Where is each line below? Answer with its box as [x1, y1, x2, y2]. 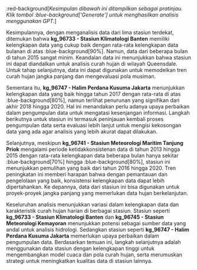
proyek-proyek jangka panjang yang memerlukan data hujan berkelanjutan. [6, 190, 189, 196]
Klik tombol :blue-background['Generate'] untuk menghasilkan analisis [6, 11, 179, 18]
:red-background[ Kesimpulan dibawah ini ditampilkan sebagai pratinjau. [6, 5, 183, 12]
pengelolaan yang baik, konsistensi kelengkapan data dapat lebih [6, 177, 165, 184]
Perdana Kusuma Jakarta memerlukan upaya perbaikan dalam [6, 232, 159, 239]
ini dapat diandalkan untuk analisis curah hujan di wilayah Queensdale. [6, 60, 178, 67]
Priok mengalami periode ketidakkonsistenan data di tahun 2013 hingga [6, 146, 180, 153]
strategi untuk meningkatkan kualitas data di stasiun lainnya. [6, 258, 153, 264]
